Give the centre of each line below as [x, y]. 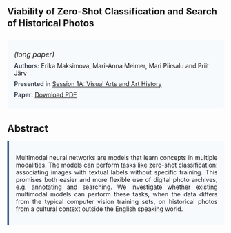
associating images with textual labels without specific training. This [117, 172]
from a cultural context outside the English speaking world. [100, 209]
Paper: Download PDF [46, 94]
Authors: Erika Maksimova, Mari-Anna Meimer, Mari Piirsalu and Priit [111, 65]
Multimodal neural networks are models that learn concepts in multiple [117, 157]
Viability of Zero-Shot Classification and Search [112, 11]
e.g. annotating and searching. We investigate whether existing [117, 187]
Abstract [28, 128]
